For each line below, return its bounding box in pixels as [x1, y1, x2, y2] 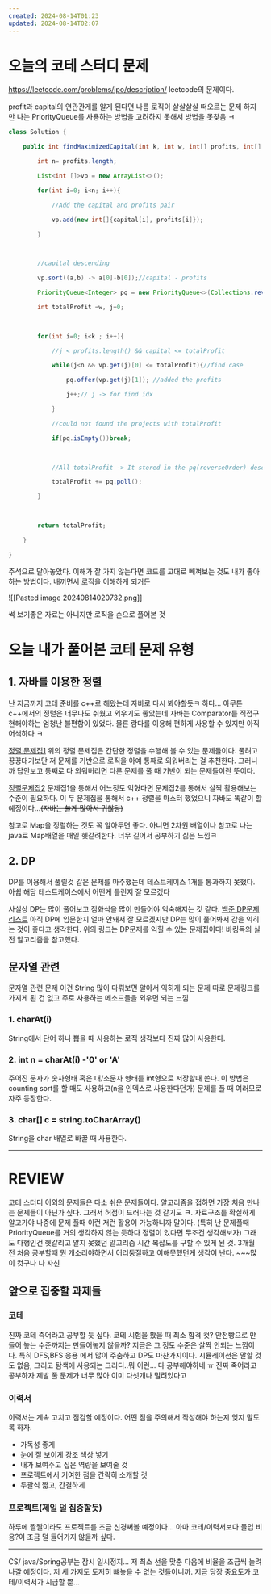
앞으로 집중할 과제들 [8, 1284, 102, 1298]
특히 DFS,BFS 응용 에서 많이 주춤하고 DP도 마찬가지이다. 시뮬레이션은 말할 [19, 1350, 253, 1360]
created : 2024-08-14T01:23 [8, 11, 99, 20]
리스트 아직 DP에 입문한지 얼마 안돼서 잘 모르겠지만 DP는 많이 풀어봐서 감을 [8, 914, 244, 924]
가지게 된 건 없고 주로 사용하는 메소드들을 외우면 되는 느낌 [8, 993, 190, 1003]
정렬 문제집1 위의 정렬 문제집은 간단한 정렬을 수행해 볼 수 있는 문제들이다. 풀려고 [8, 745, 258, 755]
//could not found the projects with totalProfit [51, 419, 222, 428]
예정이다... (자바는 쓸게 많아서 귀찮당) [8, 803, 123, 812]
